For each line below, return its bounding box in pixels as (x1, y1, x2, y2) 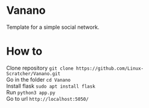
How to (6, 44, 43, 58)
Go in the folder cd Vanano (6, 76, 71, 83)
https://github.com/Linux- (76, 65, 144, 71)
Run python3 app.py (6, 88, 55, 96)
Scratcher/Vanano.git (6, 70, 61, 77)
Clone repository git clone (6, 64, 74, 71)
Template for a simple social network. (6, 23, 100, 31)
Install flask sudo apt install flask (6, 82, 95, 89)
